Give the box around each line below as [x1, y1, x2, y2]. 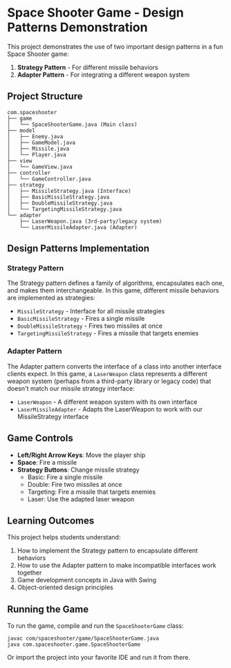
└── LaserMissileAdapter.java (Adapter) [19, 223, 138, 231]
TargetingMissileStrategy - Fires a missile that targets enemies [17, 329, 199, 337]
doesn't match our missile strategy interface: [7, 384, 135, 392]
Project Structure [7, 91, 83, 102]
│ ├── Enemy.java [7, 133, 64, 140]
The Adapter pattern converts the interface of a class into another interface [7, 362, 222, 371]
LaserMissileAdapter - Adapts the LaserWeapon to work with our [17, 405, 203, 413]
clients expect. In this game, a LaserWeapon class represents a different [7, 369, 207, 378]
